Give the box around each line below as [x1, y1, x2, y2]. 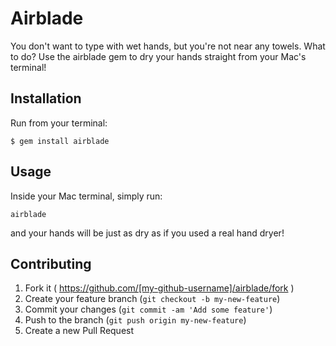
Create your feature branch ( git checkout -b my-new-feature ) [24, 293, 281, 305]
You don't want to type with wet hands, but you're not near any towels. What [10, 40, 326, 52]
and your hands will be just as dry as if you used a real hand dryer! [10, 227, 285, 239]
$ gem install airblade [10, 136, 110, 146]
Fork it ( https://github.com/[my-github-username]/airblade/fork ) [24, 282, 295, 294]
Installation [10, 90, 82, 107]
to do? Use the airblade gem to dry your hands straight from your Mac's [10, 50, 307, 62]
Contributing [10, 255, 92, 272]
